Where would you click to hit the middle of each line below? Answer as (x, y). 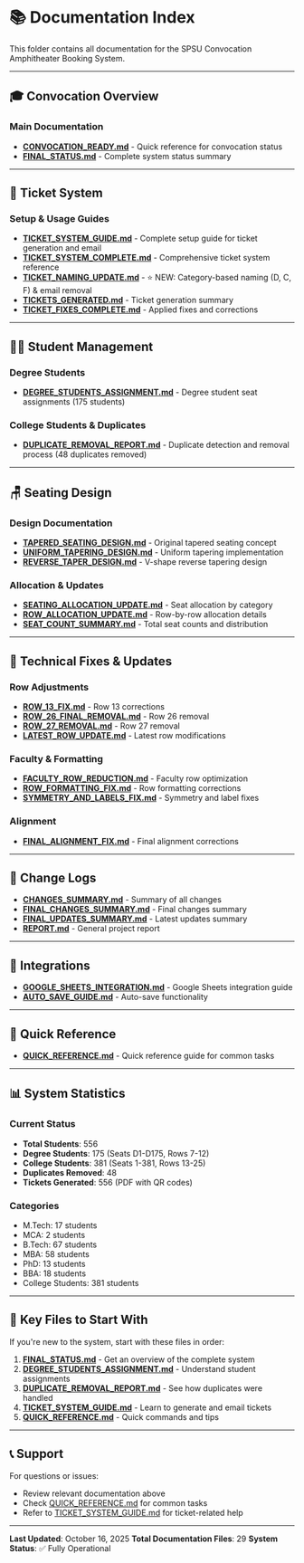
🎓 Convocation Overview (84, 96)
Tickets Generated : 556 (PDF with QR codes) (107, 1182)
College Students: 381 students (81, 1282)
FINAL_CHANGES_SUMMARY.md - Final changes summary (134, 910)
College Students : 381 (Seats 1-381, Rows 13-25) (114, 1163)
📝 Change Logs (53, 877)
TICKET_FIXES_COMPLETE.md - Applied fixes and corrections (140, 310)
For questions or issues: (54, 1475)
